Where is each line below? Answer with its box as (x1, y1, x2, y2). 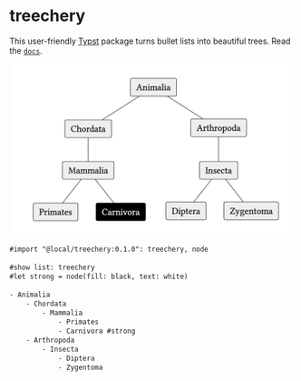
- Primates (57, 317, 100, 327)
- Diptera (57, 354, 95, 364)
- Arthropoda (25, 336, 75, 346)
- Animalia (9, 290, 51, 300)
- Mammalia (42, 308, 83, 318)
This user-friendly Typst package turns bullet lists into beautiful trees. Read (9, 35, 291, 46)
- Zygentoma (57, 363, 103, 373)
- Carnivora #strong (57, 326, 136, 336)
